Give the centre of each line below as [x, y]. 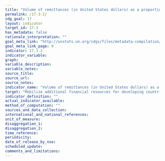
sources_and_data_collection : [36, 110]
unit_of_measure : [23, 119]
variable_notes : [22, 69]
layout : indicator [24, 23]
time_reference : [22, 133]
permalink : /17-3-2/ [26, 14]
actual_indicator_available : [35, 101]
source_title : [20, 74]
